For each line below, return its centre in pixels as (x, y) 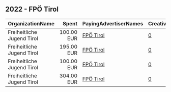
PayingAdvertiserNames (113, 23)
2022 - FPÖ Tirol (32, 9)
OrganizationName (31, 23)
